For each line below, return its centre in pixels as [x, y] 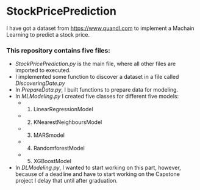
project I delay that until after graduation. [66, 181]
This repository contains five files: [59, 50]
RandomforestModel [59, 148]
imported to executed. [43, 70]
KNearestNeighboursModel [68, 122]
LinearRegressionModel [63, 109]
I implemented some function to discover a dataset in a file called [97, 77]
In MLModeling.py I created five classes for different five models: [97, 97]
